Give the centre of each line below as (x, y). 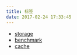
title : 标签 (20, 11)
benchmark (28, 40)
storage (24, 33)
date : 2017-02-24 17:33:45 (39, 17)
